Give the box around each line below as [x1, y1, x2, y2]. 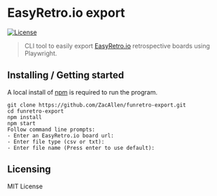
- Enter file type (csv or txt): [7, 138, 105, 145]
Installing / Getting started [7, 69, 125, 81]
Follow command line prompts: [7, 126, 96, 133]
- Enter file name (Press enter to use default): [7, 144, 155, 151]
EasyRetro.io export [7, 5, 125, 21]
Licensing [7, 163, 51, 176]
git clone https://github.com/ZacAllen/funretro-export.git [7, 101, 187, 108]
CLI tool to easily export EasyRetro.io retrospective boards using [24, 41, 210, 50]
